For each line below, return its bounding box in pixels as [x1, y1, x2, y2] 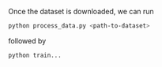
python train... [8, 51, 62, 59]
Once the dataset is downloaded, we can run [8, 7, 154, 16]
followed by [8, 35, 47, 46]
